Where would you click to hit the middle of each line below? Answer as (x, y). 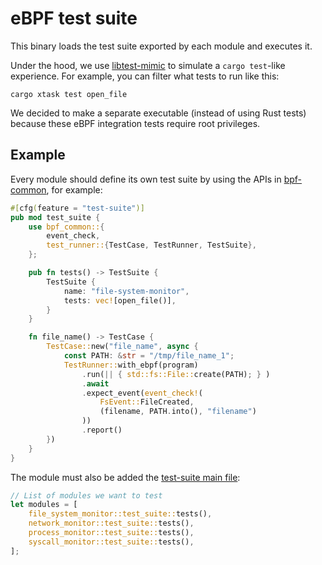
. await (95, 383)
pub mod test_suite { (55, 217)
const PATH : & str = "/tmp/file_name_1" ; (149, 356)
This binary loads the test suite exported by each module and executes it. (161, 46)
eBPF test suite (74, 18)
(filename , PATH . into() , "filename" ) (178, 412)
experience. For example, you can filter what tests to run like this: (145, 76)
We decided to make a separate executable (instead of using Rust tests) (158, 113)
